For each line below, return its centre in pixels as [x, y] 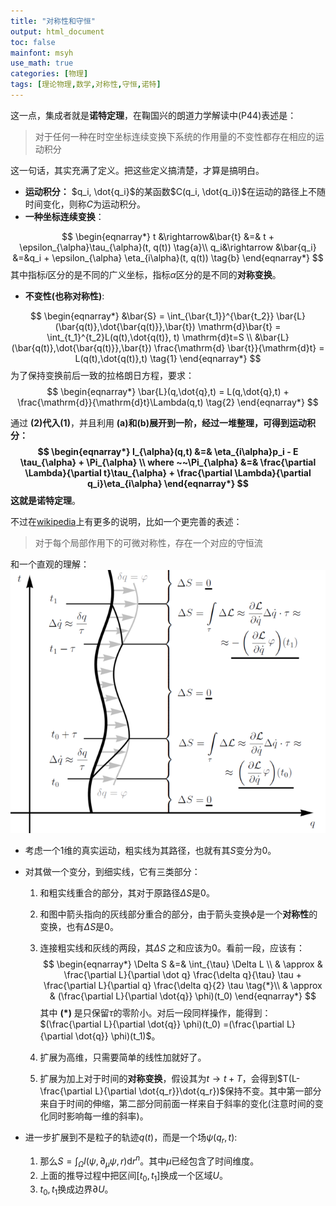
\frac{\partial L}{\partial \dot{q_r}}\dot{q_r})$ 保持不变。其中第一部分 [180, 1091]
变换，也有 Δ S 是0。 [79, 927]
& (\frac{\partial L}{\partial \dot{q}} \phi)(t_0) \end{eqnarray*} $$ [183, 996]
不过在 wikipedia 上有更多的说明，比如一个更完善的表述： [126, 521]
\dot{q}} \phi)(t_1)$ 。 [117, 1036]
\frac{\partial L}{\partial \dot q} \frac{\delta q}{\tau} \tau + [183, 975]
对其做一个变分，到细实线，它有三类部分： [112, 872]
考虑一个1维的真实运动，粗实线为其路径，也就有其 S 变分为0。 [150, 851]
